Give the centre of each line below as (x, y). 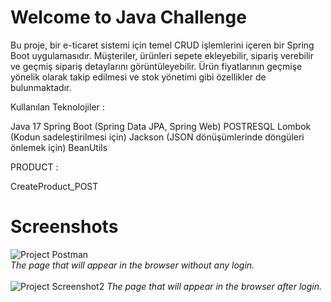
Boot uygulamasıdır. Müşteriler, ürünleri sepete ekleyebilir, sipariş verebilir (162, 55)
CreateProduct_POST (54, 186)
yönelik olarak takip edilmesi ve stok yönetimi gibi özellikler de (138, 77)
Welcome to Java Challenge (128, 17)
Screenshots (64, 227)
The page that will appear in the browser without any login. (132, 265)
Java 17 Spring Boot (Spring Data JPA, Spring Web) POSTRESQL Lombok (161, 126)
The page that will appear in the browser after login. (214, 286)
